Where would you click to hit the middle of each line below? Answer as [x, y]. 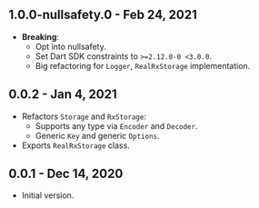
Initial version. [48, 195]
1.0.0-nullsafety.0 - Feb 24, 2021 [103, 15]
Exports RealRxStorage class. [76, 145]
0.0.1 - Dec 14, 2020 [66, 174]
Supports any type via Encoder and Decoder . [116, 125]
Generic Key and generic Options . [97, 135]
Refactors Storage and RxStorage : [84, 116]
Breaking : [40, 36]
